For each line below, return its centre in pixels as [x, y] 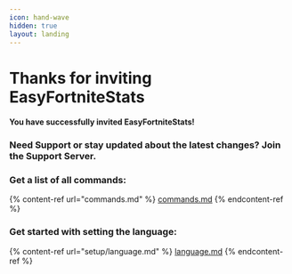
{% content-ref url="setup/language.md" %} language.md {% [122, 251]
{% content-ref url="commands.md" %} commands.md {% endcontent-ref [146, 199]
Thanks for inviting [81, 78]
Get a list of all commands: [68, 180]
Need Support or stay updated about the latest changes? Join [145, 145]
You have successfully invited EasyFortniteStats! [102, 122]
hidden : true [33, 26]
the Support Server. [53, 157]
